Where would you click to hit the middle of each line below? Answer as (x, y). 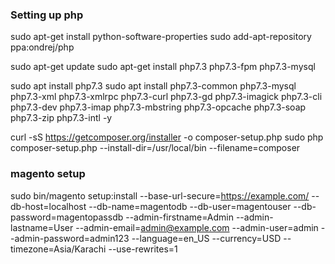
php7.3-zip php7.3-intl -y (61, 118)
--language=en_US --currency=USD (206, 238)
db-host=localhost (48, 206)
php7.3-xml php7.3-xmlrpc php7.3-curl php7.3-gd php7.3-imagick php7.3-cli (166, 97)
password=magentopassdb (67, 217)
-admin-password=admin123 (70, 238)
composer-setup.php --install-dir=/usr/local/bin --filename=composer (155, 148)
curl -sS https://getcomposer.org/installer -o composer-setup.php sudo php (167, 137)
